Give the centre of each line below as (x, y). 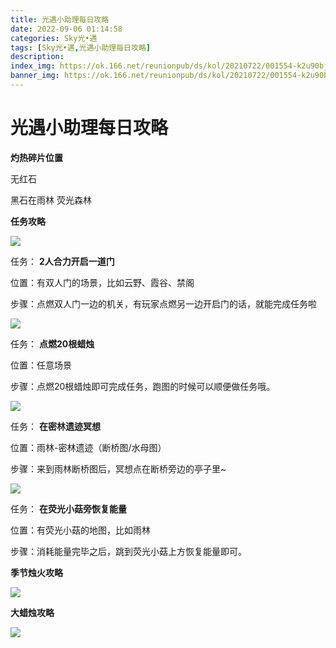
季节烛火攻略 (36, 572)
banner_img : (35, 76)
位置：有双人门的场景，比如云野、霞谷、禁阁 (102, 282)
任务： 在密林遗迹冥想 (55, 426)
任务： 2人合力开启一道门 (62, 261)
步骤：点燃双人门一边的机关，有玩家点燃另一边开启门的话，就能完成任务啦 (163, 303)
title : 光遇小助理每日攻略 (60, 19)
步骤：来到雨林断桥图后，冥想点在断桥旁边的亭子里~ (118, 468)
